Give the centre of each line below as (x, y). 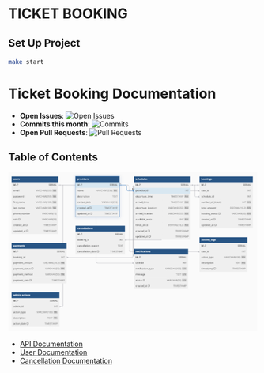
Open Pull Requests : (54, 132)
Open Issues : (42, 115)
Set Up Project (44, 43)
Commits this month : (55, 124)
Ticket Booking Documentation (112, 94)
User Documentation (53, 352)
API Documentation (51, 344)
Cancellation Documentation (66, 360)
